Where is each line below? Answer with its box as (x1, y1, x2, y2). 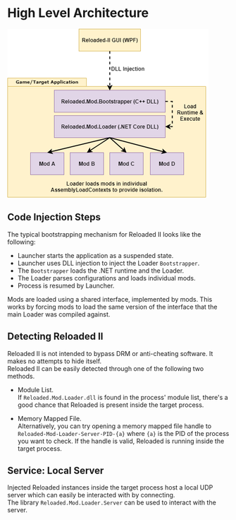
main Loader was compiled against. (7, 309, 111, 319)
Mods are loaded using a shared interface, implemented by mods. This (7, 295, 213, 303)
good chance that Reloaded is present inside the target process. (17, 401, 204, 409)
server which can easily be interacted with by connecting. (7, 491, 175, 500)
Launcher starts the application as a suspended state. (17, 251, 174, 259)
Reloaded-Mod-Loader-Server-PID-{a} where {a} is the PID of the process (17, 429, 230, 437)
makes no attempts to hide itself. (7, 357, 102, 365)
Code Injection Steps (7, 211, 101, 223)
